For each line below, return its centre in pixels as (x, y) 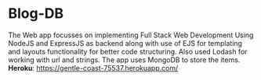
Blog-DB (36, 14)
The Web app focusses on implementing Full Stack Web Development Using (131, 35)
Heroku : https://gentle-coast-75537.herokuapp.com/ (93, 68)
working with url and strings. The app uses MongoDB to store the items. (124, 60)
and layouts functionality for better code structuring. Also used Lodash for (128, 51)
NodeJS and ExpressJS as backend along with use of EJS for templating (125, 43)
